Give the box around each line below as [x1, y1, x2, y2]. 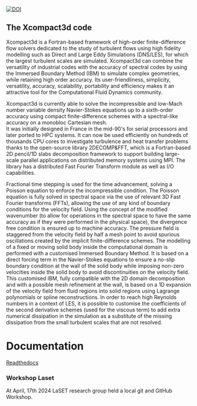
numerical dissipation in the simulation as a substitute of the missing [6, 312, 172, 319]
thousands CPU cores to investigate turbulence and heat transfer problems [6, 138, 189, 145]
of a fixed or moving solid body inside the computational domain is [6, 243, 168, 251]
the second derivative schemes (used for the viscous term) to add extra [6, 306, 181, 313]
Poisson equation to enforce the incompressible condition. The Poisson [6, 187, 180, 194]
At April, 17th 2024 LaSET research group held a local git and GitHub [6, 387, 173, 394]
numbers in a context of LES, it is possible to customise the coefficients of [6, 300, 186, 307]
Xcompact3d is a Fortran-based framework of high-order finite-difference [6, 38, 186, 46]
